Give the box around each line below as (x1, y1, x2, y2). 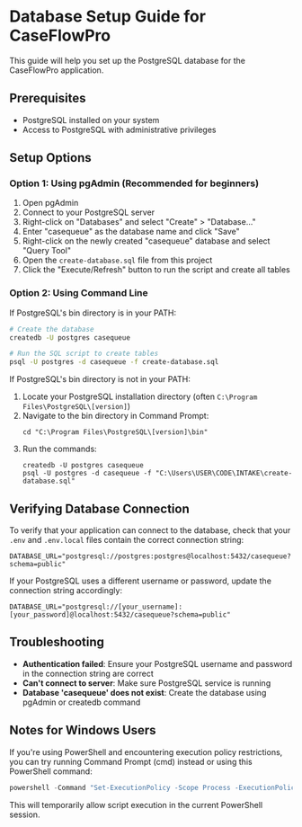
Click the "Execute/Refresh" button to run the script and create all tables (22, 264, 290, 275)
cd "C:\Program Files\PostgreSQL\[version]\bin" (22, 428, 209, 437)
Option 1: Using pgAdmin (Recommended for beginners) (9, 177, 259, 190)
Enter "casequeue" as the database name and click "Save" (22, 227, 240, 237)
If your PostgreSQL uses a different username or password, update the (9, 575, 272, 586)
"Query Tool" (22, 245, 72, 256)
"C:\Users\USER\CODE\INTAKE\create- (155, 469, 293, 478)
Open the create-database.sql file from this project (22, 254, 213, 266)
